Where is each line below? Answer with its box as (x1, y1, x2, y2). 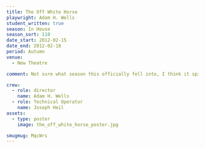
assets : (6, 110, 26, 116)
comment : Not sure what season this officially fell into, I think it (6, 71, 190, 77)
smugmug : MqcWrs (6, 132, 48, 139)
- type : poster (12, 116, 51, 122)
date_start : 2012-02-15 (6, 37, 67, 43)
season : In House (6, 26, 51, 32)
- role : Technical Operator (12, 99, 84, 105)
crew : (6, 82, 20, 88)
